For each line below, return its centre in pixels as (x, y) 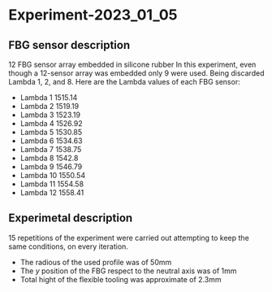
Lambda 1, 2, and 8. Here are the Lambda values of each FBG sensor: (125, 82)
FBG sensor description (69, 45)
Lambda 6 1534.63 (51, 141)
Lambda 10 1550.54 (53, 175)
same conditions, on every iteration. (68, 246)
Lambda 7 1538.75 (51, 149)
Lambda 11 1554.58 (52, 184)
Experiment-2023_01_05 (93, 15)
